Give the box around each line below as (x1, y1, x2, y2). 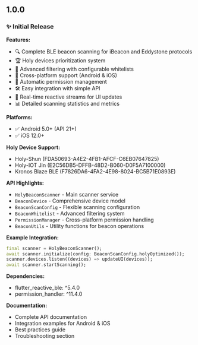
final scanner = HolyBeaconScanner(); (6, 245, 102, 251)
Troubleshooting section (14, 333, 75, 340)
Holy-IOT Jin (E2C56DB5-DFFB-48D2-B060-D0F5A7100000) (14, 162, 166, 169)
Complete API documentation (14, 314, 87, 321)
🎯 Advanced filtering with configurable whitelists (14, 65, 134, 72)
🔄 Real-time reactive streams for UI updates (14, 93, 122, 100)
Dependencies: (6, 273, 45, 280)
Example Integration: (6, 234, 59, 241)
